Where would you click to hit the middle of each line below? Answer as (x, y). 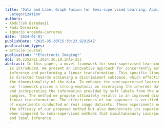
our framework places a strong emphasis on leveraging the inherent (81, 86)
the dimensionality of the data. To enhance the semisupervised (76, 82)
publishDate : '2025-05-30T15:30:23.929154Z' (51, 41)
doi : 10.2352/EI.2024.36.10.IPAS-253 (43, 59)
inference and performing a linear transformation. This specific (78, 73)
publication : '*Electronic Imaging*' (43, 55)
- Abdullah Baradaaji (27, 23)
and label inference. (31, 118)
